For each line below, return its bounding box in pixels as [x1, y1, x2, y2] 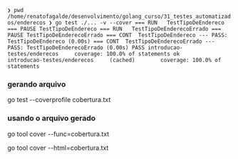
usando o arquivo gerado [7, 113, 96, 123]
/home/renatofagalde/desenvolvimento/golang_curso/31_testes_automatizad [7, 13, 232, 20]
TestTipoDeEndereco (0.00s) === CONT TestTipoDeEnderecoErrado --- [7, 38, 215, 45]
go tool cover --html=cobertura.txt [7, 143, 109, 152]
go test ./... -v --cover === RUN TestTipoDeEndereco [55, 19, 224, 26]
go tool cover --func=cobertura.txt [7, 129, 110, 138]
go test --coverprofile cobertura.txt [7, 96, 111, 104]
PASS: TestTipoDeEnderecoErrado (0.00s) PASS [7, 44, 145, 51]
